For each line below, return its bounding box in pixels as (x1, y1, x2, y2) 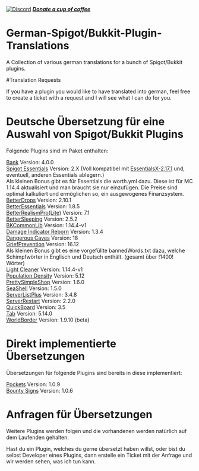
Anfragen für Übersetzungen (6, 408, 153, 421)
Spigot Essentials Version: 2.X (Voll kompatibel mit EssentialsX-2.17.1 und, (6, 165, 185, 172)
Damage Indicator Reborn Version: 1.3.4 (6, 228, 104, 235)
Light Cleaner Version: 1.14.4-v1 (6, 266, 83, 273)
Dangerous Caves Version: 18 (6, 234, 78, 241)
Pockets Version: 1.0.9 (6, 380, 61, 388)
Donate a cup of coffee (32, 6, 91, 12)
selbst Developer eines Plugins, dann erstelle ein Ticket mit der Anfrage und (6, 451, 192, 459)
